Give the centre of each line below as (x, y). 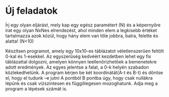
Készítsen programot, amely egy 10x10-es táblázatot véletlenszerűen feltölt (84, 51)
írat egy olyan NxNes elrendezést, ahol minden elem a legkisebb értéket (81, 30)
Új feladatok (31, 11)
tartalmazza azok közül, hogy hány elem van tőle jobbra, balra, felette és (82, 36)
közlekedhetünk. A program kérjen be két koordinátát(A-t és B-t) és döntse (84, 72)
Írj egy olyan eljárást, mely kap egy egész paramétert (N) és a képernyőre (83, 25)
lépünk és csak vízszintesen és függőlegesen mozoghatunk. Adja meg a (81, 83)
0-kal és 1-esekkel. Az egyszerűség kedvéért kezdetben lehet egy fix (78, 56)
